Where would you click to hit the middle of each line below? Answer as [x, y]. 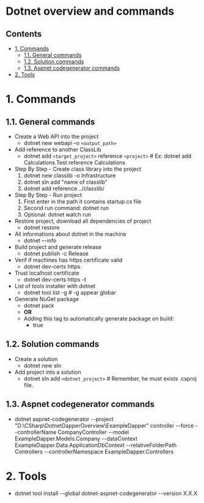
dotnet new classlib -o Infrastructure [70, 175]
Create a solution [36, 359]
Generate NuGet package [47, 299]
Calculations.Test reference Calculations [75, 162]
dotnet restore [42, 227]
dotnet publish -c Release [56, 253]
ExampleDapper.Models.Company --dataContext [76, 438]
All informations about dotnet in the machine [70, 234]
